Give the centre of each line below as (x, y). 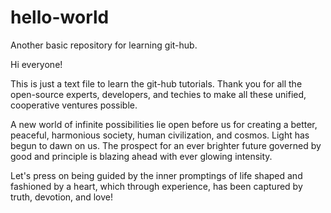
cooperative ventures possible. (74, 105)
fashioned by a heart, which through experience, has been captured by (156, 186)
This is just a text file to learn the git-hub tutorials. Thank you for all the (156, 83)
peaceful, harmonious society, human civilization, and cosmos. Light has (160, 135)
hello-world (60, 17)
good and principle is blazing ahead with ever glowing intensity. (141, 156)
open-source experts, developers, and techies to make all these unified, (158, 94)
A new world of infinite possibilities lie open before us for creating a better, (164, 124)
